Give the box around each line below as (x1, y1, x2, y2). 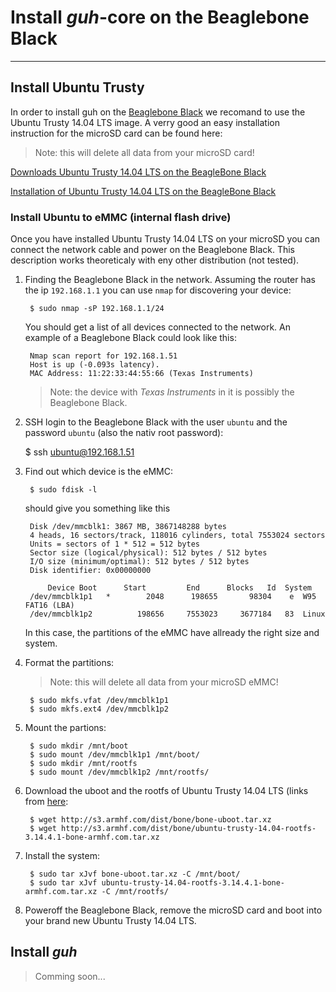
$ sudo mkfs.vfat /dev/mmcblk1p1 (29, 696, 169, 706)
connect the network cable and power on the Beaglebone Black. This (10, 244, 296, 256)
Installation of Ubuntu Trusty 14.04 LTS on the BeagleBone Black (10, 185, 277, 197)
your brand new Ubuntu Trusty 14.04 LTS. (24, 915, 197, 927)
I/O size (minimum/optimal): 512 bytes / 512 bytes (29, 557, 250, 567)
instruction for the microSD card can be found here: (10, 127, 223, 139)
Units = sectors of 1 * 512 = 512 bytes (29, 539, 201, 550)
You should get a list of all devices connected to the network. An (24, 321, 291, 333)
